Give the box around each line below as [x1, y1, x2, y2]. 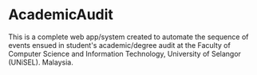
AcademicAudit [8, 6, 114, 24]
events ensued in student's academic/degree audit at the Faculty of [8, 40, 231, 49]
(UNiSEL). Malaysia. [8, 57, 73, 67]
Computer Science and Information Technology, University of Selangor [8, 49, 242, 58]
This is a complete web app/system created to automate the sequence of [8, 32, 249, 41]
